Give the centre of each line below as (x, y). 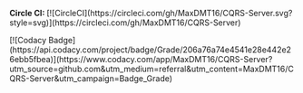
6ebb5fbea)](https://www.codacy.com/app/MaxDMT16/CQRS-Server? (141, 59)
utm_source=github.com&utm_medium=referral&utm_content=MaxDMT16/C (152, 69)
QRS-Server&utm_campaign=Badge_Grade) (91, 79)
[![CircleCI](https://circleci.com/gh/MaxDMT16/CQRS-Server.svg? (170, 13)
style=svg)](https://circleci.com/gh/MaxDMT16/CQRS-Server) (125, 23)
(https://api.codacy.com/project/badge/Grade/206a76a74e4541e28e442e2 (151, 50)
